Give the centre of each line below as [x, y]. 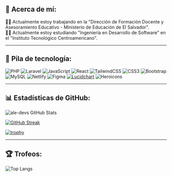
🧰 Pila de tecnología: [38, 59]
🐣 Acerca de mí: [31, 9]
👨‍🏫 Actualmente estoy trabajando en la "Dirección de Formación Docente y [84, 21]
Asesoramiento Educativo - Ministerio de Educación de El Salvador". [77, 27]
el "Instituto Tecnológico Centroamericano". [51, 38]
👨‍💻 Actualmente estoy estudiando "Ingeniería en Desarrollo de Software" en [86, 32]
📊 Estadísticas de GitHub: [48, 98]
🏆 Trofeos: [24, 154]
